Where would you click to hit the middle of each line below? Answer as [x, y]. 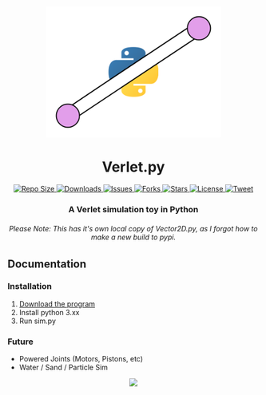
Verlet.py [133, 167]
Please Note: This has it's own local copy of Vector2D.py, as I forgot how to [133, 228]
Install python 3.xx [49, 312]
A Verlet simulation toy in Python [133, 210]
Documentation [47, 264]
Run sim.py [38, 321]
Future [20, 342]
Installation [30, 286]
